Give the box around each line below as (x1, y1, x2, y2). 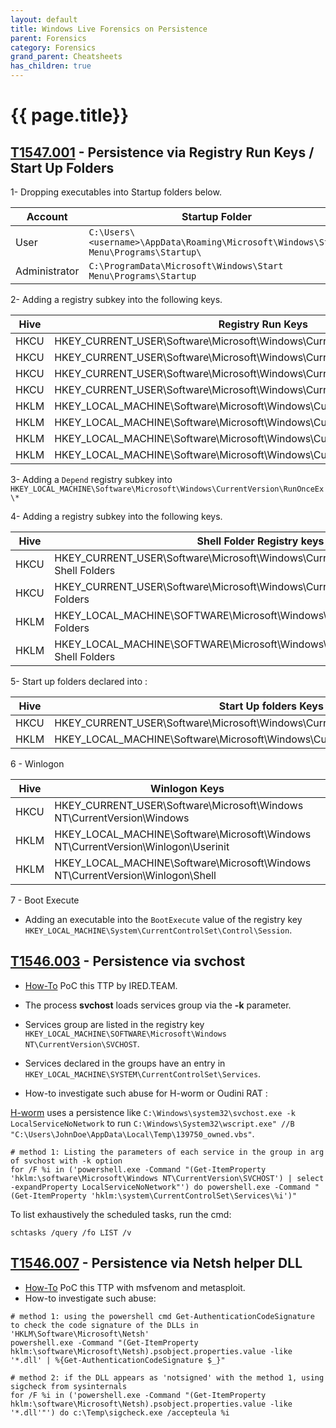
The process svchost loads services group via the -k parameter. (24, 999, 292, 1011)
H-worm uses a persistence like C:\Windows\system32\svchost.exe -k (10, 1106, 296, 1118)
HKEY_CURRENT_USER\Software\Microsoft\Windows (54, 799, 304, 812)
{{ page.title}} (10, 104, 130, 127)
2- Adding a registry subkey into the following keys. (10, 294, 223, 305)
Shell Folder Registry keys (196, 534, 325, 548)
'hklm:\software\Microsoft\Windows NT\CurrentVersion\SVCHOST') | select (10, 1173, 325, 1183)
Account (26, 210, 68, 223)
